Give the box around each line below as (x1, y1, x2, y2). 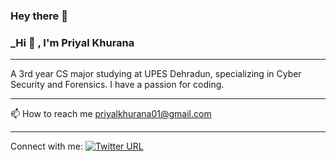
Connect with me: (10, 140, 83, 153)
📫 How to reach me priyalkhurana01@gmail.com (10, 108, 212, 120)
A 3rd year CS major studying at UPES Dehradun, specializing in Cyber (10, 68, 302, 80)
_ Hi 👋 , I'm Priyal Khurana (10, 35, 135, 49)
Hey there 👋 (10, 9, 68, 23)
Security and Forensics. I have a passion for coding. (10, 79, 225, 91)
